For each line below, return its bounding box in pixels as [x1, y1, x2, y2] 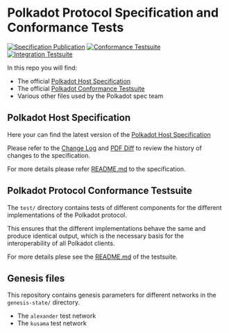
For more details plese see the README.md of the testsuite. [7, 252, 178, 261]
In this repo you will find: [7, 63, 78, 72]
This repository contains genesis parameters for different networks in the [7, 291, 217, 300]
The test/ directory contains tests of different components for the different [7, 203, 222, 211]
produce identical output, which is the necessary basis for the [7, 232, 184, 240]
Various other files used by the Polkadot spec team [17, 92, 164, 100]
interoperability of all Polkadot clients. [7, 238, 115, 247]
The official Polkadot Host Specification [17, 76, 131, 85]
